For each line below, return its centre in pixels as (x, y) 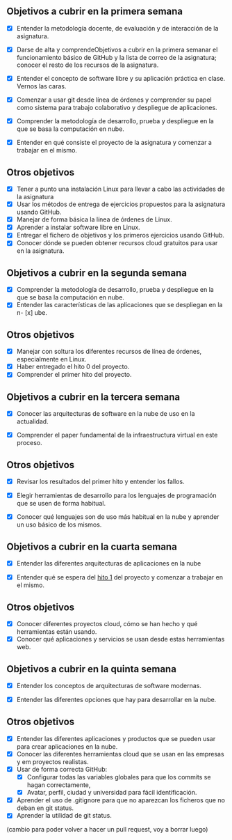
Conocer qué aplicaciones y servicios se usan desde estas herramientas (121, 639)
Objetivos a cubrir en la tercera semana (93, 397)
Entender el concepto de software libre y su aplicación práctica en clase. (121, 78)
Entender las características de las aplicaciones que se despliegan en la (119, 305)
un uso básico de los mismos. (59, 524)
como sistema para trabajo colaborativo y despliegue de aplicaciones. (117, 108)
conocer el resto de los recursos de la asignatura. (88, 65)
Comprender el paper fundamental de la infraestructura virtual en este (117, 435)
